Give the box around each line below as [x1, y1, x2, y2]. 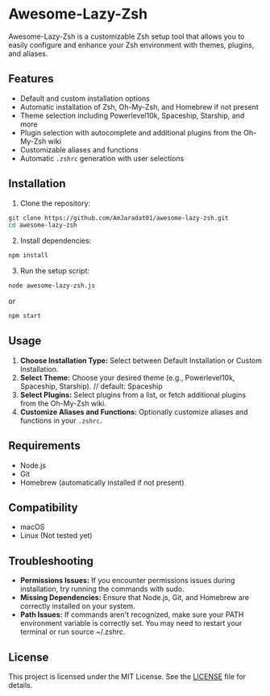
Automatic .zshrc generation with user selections [19, 153, 185, 163]
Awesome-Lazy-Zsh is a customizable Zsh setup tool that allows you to [8, 31, 245, 41]
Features [8, 72, 54, 85]
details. [8, 681, 33, 690]
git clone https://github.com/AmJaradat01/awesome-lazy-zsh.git [8, 214, 229, 222]
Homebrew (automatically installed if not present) [19, 477, 185, 487]
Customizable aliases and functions [19, 144, 139, 154]
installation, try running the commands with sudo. [19, 584, 185, 594]
